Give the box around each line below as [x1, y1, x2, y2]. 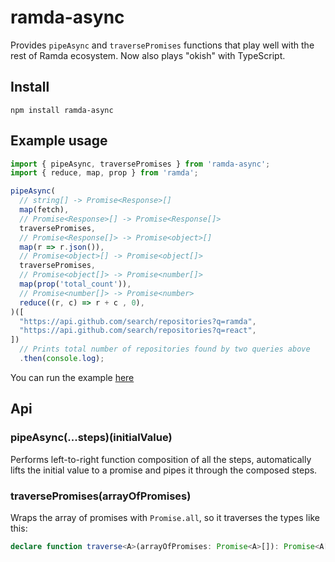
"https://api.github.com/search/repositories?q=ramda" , [19, 316, 257, 326]
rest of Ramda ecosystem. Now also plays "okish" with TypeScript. [10, 49, 286, 61]
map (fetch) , [19, 205, 70, 215]
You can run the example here [10, 371, 135, 383]
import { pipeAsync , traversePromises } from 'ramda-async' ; [10, 159, 271, 169]
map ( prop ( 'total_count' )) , [19, 279, 132, 290]
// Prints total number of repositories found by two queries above [19, 344, 311, 355]
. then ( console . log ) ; [19, 354, 105, 364]
